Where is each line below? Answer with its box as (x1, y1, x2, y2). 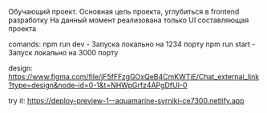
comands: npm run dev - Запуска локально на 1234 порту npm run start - (8, 39, 256, 49)
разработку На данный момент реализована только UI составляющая (8, 15, 249, 25)
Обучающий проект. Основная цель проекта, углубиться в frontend (8, 7, 240, 16)
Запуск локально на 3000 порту (8, 48, 119, 57)
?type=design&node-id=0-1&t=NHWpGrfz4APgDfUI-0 (8, 80, 188, 90)
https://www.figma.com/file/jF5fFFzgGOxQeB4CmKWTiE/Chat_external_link (8, 72, 260, 81)
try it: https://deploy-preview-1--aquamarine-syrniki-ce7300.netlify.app (8, 96, 245, 105)
